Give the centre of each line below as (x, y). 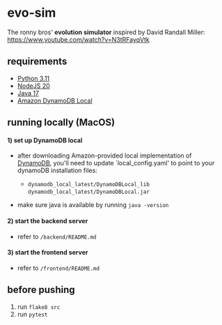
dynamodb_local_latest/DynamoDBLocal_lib (88, 185)
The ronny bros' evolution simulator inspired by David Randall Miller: (106, 32)
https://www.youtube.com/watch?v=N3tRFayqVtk (78, 39)
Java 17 (28, 93)
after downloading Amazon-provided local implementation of (105, 156)
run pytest (32, 314)
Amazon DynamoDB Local (55, 100)
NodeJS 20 (33, 86)
